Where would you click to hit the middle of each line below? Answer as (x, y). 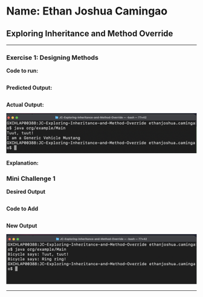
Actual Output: (25, 105)
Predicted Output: (29, 88)
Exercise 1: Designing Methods (52, 57)
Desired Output (26, 191)
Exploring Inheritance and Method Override (90, 34)
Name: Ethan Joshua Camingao (87, 11)
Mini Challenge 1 (31, 178)
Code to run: (22, 71)
